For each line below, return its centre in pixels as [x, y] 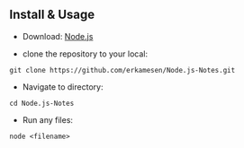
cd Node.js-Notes [42, 103]
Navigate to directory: [63, 87]
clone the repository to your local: [85, 54]
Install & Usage [52, 15]
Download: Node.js [58, 36]
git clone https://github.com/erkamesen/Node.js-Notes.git [122, 70]
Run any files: [48, 119]
